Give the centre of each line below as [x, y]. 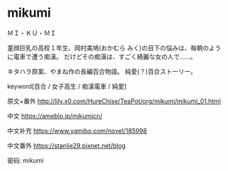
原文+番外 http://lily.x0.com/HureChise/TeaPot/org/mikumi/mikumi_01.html [114, 101]
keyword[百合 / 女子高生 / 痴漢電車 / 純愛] [67, 86]
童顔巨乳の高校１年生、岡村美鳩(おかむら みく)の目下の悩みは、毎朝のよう [114, 47]
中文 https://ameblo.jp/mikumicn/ [55, 116]
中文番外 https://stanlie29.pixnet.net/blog [67, 145]
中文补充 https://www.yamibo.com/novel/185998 [77, 131]
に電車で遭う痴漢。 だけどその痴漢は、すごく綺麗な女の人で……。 [102, 57]
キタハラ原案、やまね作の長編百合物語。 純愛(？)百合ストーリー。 [102, 71]
